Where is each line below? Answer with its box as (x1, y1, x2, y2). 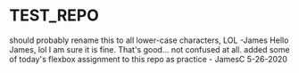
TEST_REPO (9, 5, 100, 26)
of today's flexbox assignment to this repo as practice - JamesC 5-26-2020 (9, 53, 288, 64)
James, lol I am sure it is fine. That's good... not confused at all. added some (9, 44, 290, 54)
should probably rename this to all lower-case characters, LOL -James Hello (9, 35, 289, 45)
